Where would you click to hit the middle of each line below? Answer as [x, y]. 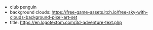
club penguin [23, 7]
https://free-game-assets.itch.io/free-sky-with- [100, 12]
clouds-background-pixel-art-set [43, 17]
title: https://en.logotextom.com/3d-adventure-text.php [66, 22]
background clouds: [30, 12]
